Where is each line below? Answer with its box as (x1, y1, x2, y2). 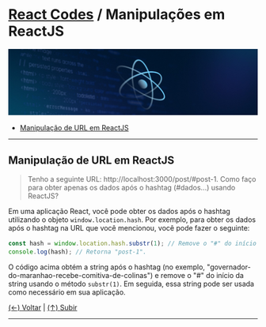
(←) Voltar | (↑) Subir (8, 303, 78, 312)
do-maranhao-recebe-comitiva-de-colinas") (8, 270, 154, 280)
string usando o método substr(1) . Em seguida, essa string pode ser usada (8, 279, 255, 288)
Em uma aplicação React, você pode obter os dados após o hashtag (8, 207, 231, 216)
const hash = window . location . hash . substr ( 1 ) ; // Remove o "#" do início (8, 239, 257, 248)
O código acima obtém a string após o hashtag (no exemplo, (8, 262, 206, 272)
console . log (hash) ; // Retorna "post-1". (8, 247, 147, 256)
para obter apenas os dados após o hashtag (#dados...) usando (27, 183, 236, 193)
